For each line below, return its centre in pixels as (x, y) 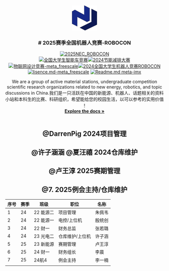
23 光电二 (44, 236)
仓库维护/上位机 (74, 236)
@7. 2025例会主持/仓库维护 (84, 189)
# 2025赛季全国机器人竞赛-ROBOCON (84, 43)
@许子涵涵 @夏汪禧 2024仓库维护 (84, 153)
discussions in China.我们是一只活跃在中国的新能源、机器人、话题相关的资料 (84, 93)
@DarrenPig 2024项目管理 (84, 133)
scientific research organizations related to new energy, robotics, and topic (84, 87)
